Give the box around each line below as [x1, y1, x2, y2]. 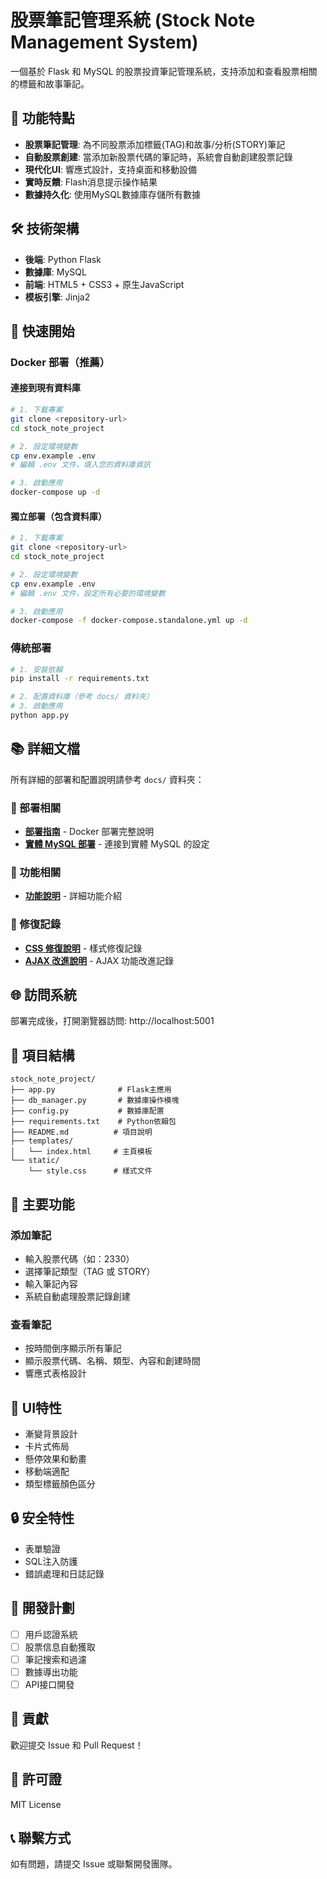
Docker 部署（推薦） [10, 355, 111, 369]
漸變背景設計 [24, 1428, 78, 1440]
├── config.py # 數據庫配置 [10, 1106, 165, 1116]
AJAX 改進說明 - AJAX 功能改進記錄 [24, 954, 175, 966]
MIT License [10, 1798, 62, 1810]
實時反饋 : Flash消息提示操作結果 [24, 176, 158, 188]
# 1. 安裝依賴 [10, 664, 63, 675]
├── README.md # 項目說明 [10, 1127, 153, 1138]
